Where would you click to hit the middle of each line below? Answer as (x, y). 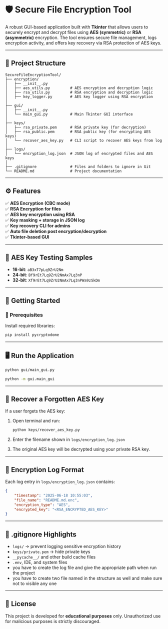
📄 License (21, 604)
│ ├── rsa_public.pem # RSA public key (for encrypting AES (78, 131)
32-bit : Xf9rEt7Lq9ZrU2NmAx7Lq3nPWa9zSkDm (56, 280)
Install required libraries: (30, 326)
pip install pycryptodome (32, 335)
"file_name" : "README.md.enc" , (47, 500)
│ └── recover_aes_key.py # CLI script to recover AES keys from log (84, 140)
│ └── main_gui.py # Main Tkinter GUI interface (69, 114)
